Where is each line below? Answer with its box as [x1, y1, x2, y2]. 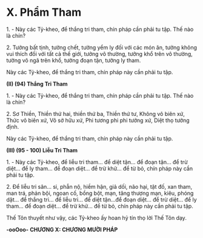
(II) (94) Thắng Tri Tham [6, 80, 68, 87]
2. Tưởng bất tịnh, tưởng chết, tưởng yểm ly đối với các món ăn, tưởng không [6, 44, 198, 51]
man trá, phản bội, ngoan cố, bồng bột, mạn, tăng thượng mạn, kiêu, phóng [6, 189, 194, 197]
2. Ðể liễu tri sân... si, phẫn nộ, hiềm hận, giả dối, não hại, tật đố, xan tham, [6, 183, 193, 190]
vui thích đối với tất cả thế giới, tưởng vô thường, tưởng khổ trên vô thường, [6, 50, 193, 57]
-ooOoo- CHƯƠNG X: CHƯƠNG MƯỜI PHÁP [6, 226, 118, 233]
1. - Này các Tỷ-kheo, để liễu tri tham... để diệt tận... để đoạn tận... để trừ [6, 158, 188, 166]
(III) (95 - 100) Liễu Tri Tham [6, 146, 78, 154]
